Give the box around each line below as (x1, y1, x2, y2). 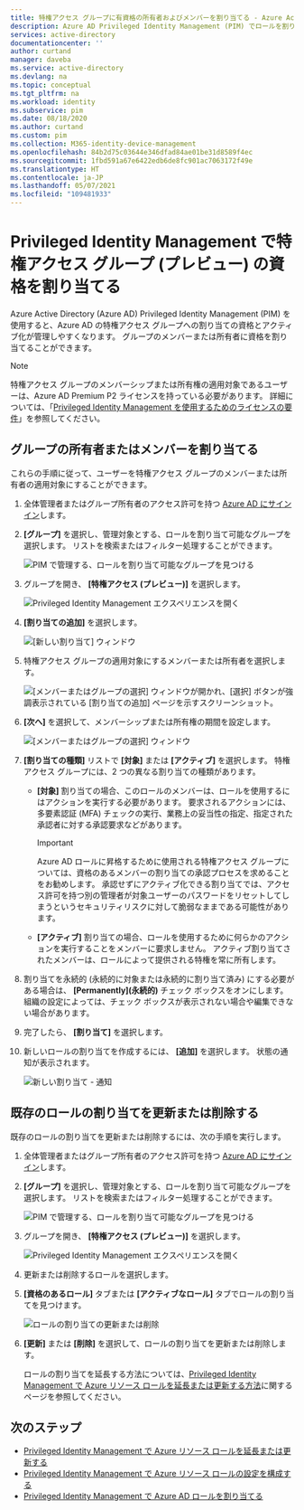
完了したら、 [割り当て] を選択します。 (23, 1026, 168, 1037)
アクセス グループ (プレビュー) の (26, 254, 269, 275)
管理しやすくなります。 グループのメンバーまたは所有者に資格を (33, 331, 272, 342)
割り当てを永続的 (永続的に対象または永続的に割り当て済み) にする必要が (23, 973, 295, 984)
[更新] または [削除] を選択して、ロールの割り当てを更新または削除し (23, 1337, 279, 1348)
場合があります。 (31, 1007, 95, 1018)
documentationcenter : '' (10, 38, 104, 48)
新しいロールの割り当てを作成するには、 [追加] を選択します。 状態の (23, 1045, 281, 1056)
